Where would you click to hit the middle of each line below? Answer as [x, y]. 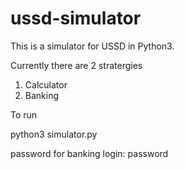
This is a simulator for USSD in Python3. [92, 46]
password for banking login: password [89, 153]
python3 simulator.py [54, 134]
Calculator [46, 84]
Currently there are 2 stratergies [76, 65]
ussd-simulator [76, 18]
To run [24, 114]
